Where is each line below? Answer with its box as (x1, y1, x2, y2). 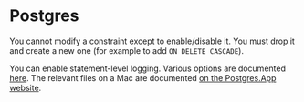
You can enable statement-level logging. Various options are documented (9, 63, 286, 74)
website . (9, 82, 42, 93)
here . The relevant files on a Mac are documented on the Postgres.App (9, 72, 277, 83)
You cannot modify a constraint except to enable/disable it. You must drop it (9, 36, 295, 46)
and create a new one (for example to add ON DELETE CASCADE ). (9, 45, 245, 56)
